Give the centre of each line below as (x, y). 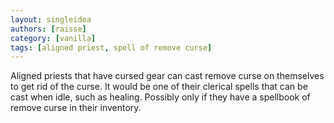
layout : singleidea (51, 19)
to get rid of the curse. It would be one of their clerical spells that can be (159, 87)
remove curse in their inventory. (76, 108)
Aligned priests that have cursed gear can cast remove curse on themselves (167, 76)
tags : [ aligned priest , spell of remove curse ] (111, 47)
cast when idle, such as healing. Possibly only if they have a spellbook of (160, 97)
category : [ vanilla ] (53, 38)
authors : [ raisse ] (48, 29)
